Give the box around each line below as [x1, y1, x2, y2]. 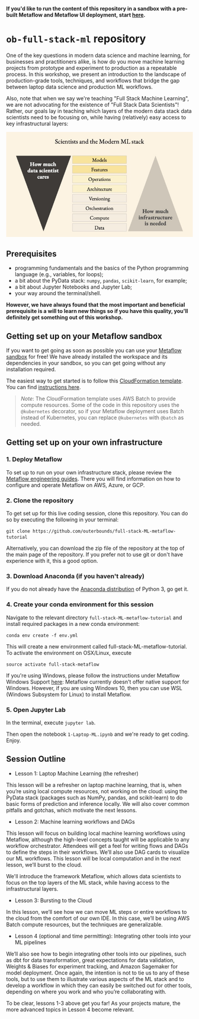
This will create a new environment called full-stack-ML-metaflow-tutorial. [6, 643, 188, 650]
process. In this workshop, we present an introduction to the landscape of [6, 71, 187, 78]
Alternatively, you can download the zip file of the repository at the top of [6, 545, 185, 552]
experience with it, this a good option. [6, 558, 99, 565]
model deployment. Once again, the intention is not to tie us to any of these [6, 969, 190, 976]
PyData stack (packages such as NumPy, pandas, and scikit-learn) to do [6, 794, 183, 801]
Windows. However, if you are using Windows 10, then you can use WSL [6, 684, 182, 691]
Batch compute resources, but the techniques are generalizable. [6, 920, 163, 928]
